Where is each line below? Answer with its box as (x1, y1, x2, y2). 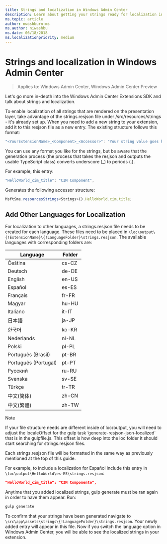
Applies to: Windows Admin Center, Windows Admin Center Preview (17, 83, 158, 90)
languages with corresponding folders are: (5, 240, 92, 246)
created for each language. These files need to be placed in (5, 229, 128, 235)
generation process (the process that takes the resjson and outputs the (5, 153, 151, 159)
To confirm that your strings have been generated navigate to (5, 513, 131, 519)
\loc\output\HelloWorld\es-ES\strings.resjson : (5, 470, 105, 476)
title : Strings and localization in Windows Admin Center (5, 7, 128, 12)
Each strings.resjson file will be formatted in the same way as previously (5, 450, 153, 456)
